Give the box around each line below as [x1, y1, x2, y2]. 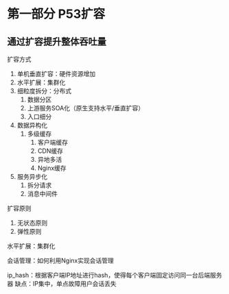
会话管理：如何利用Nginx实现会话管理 [7, 256, 114, 265]
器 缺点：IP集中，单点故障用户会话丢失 [7, 280, 117, 288]
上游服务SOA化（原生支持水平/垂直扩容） [27, 104, 145, 112]
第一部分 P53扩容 [7, 6, 106, 22]
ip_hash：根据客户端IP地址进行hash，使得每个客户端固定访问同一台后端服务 [7, 271, 223, 279]
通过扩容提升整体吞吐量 [7, 36, 106, 47]
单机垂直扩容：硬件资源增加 [16, 70, 96, 77]
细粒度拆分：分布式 [16, 87, 72, 95]
